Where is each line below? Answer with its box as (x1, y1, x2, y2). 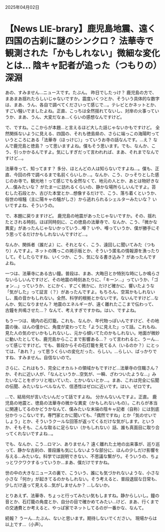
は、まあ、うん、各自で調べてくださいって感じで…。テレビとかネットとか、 (5, 102, 159, 107)
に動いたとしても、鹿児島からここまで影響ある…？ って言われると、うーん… (5, 336, 159, 342)
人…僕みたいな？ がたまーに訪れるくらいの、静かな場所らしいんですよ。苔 (5, 184, 156, 190)
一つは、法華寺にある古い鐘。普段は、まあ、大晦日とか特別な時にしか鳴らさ (5, 270, 160, 276)
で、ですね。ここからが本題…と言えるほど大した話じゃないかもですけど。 (5, 124, 155, 130)
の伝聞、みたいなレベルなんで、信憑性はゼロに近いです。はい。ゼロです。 (5, 383, 155, 389)
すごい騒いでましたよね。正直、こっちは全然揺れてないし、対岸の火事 (5, 107, 147, 114)
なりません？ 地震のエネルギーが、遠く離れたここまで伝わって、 (26, 301, 156, 307)
